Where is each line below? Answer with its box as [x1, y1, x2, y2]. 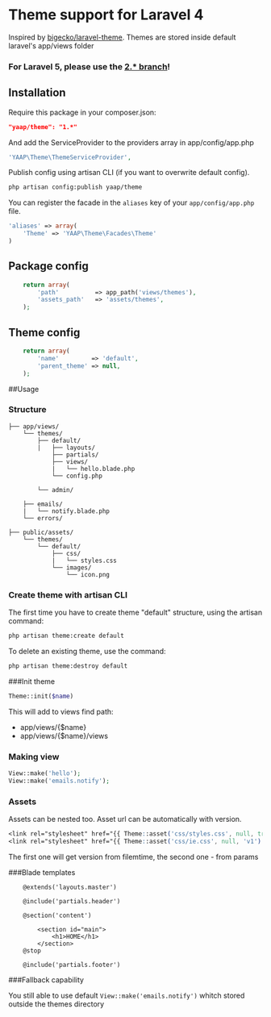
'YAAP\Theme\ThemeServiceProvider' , [8, 153, 131, 161]
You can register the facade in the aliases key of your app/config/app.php [8, 198, 255, 207]
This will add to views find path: [8, 706, 115, 716]
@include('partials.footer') [23, 961, 121, 969]
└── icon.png [65, 570, 110, 578]
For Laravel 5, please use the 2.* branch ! [8, 60, 171, 72]
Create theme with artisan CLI [8, 589, 127, 600]
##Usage [8, 384, 40, 394]
